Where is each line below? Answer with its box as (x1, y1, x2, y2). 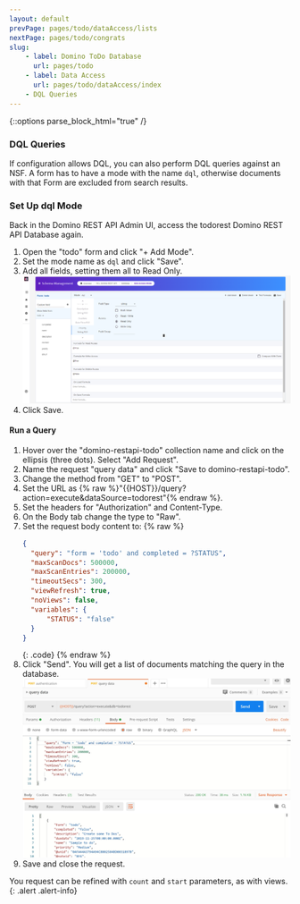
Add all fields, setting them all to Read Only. (21, 266, 183, 276)
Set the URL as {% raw (21, 483, 107, 494)
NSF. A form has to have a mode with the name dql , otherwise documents (9, 167, 281, 178)
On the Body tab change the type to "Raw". (21, 511, 181, 522)
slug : (9, 43, 29, 52)
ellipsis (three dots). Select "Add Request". (21, 454, 179, 465)
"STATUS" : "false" (46, 614, 115, 623)
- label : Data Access (25, 72, 105, 80)
